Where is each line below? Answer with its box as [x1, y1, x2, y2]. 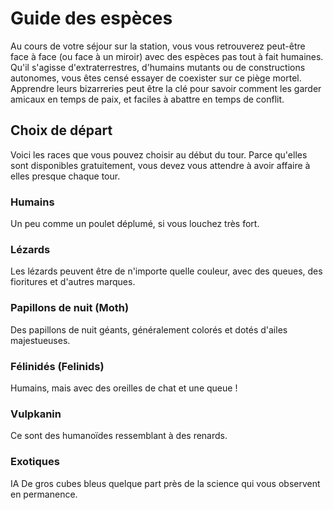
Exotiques [10, 455, 60, 469]
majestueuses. [10, 334, 71, 346]
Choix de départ [10, 122, 113, 139]
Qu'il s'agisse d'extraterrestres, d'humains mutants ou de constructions [10, 61, 306, 73]
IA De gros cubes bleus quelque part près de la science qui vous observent [10, 477, 321, 489]
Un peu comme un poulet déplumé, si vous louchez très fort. [10, 218, 260, 230]
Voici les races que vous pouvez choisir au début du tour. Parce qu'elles [10, 148, 308, 161]
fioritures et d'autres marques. [10, 276, 136, 288]
